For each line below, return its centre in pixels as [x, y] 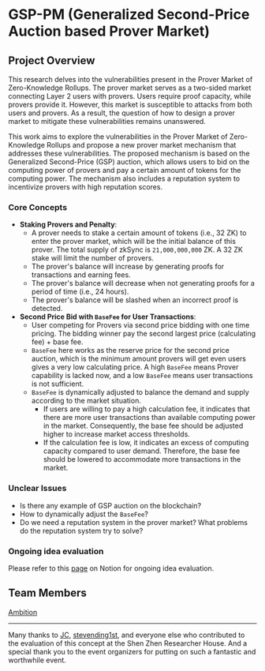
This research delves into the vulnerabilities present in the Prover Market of [131, 79]
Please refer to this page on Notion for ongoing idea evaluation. [111, 568]
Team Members [47, 593]
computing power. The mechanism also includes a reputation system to [124, 178]
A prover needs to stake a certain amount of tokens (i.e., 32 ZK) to [139, 233]
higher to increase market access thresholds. [117, 434]
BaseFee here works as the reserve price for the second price [131, 350]
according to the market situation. [86, 401]
